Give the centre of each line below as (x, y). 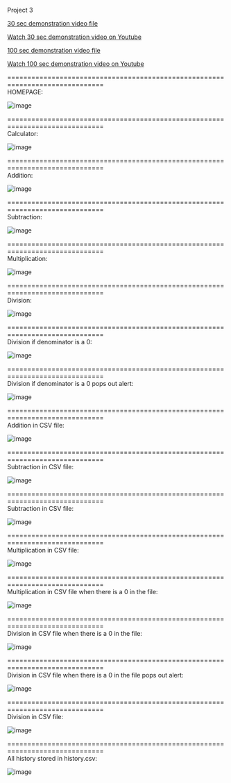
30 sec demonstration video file (53, 23)
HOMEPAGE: (25, 92)
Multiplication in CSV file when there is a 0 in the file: (83, 592)
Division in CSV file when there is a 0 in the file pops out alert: (95, 675)
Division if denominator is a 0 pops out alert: (70, 384)
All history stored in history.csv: (52, 758)
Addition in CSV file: (36, 425)
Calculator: (23, 134)
